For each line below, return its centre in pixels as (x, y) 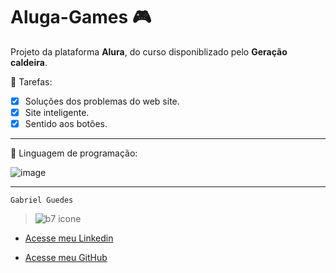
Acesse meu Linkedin (69, 238)
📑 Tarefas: (31, 81)
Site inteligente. (57, 112)
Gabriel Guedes (42, 200)
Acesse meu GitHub (66, 258)
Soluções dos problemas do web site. (102, 101)
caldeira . (29, 62)
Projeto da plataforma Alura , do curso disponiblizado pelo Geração (149, 51)
